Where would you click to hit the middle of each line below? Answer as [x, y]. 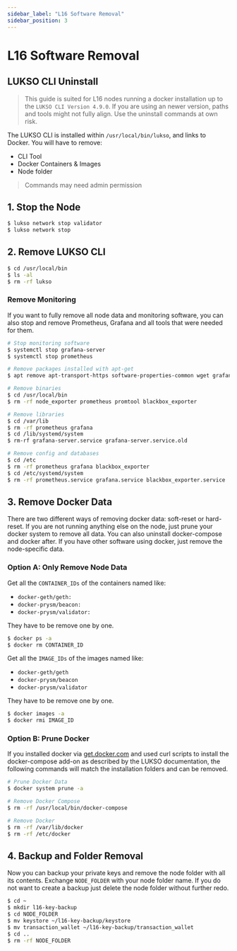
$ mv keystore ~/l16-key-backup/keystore [69, 921]
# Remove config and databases [53, 454]
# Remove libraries [36, 414]
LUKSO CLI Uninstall [53, 82]
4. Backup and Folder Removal [75, 856]
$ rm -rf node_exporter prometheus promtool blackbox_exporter [102, 402]
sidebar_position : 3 [38, 21]
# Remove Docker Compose [44, 802]
